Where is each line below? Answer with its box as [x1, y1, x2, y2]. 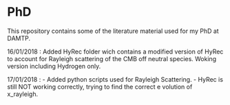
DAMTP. [7, 34, 31, 42]
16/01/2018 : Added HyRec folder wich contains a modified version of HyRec [7, 47, 224, 56]
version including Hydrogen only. [7, 62, 101, 70]
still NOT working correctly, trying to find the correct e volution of [7, 82, 193, 91]
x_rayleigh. [7, 90, 39, 98]
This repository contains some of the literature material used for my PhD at [7, 27, 219, 35]
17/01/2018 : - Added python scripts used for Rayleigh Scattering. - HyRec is [7, 75, 224, 83]
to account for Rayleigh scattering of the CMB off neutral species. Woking [7, 54, 217, 62]
